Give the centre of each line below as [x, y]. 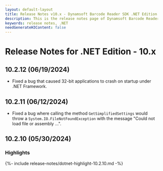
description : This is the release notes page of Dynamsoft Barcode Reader [82, 18]
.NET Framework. [29, 86]
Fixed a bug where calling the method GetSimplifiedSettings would [80, 113]
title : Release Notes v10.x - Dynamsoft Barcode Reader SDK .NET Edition [81, 14]
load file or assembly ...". [37, 123]
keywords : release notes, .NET [37, 23]
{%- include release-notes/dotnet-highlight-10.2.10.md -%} [64, 163]
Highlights [17, 153]
